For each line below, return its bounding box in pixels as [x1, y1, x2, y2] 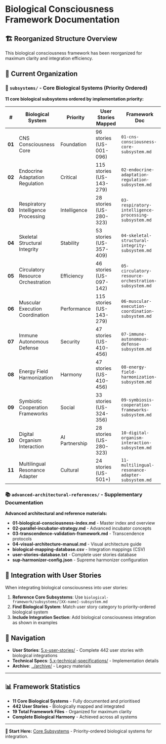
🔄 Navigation [5, 634, 45, 642]
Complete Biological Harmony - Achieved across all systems [12, 714, 137, 720]
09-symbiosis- [121, 397, 155, 403]
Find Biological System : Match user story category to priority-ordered [12, 604, 156, 609]
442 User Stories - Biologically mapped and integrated [12, 703, 125, 709]
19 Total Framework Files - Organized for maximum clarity [12, 709, 132, 715]
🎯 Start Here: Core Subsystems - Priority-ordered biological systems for [5, 728, 152, 734]
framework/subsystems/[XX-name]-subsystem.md [12, 599, 108, 604]
